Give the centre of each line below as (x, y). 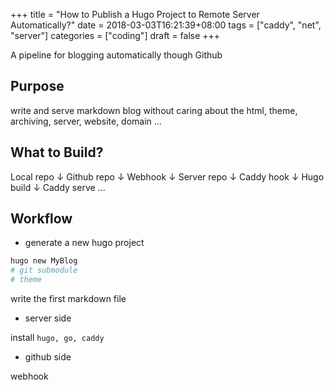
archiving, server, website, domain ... (86, 121)
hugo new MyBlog (44, 261)
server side (48, 318)
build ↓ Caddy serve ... (58, 187)
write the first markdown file (68, 299)
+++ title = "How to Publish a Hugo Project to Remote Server (135, 14)
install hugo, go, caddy (57, 338)
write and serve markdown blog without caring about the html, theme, (154, 110)
